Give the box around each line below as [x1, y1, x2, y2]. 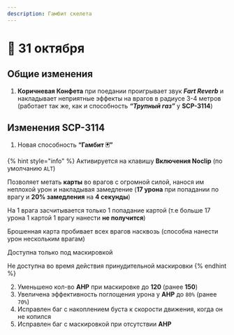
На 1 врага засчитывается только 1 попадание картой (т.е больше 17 [7, 206, 211, 215]
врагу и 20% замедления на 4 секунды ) [7, 193, 131, 201]
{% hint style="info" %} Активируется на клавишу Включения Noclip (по [7, 157, 223, 165]
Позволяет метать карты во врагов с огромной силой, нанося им [7, 178, 205, 186]
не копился [17, 313, 52, 321]
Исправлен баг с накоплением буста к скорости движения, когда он [17, 305, 224, 313]
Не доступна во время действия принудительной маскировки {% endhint [7, 262, 227, 270]
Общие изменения [7, 68, 93, 80]
